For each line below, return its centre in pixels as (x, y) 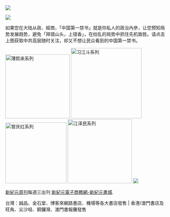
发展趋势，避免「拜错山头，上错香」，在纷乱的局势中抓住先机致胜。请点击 (87, 34)
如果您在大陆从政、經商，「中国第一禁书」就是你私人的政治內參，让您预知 (83, 28)
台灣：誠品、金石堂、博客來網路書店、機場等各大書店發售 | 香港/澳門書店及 (85, 203)
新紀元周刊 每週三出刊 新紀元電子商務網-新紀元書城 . (60, 192)
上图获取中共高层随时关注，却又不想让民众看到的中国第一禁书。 (73, 40)
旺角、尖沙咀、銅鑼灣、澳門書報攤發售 (46, 209)
